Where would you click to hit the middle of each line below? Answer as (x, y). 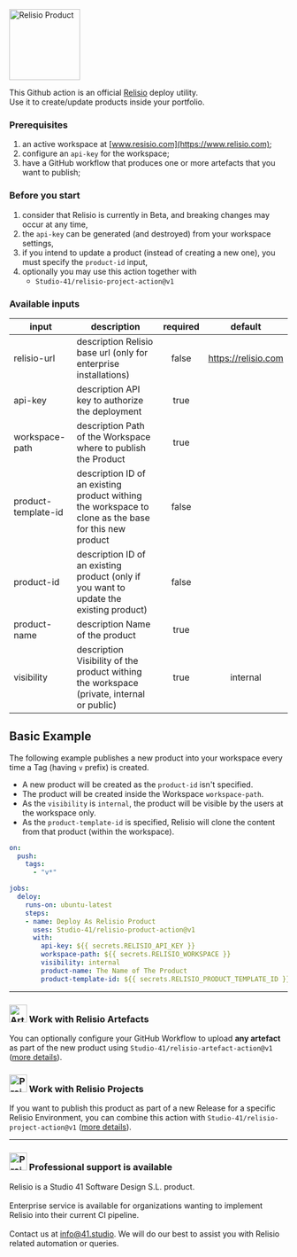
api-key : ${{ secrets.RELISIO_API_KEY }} (118, 946)
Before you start (45, 196)
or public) (97, 705)
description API (108, 389)
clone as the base (113, 518)
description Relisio (115, 341)
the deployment (109, 411)
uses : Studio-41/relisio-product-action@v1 (114, 930)
